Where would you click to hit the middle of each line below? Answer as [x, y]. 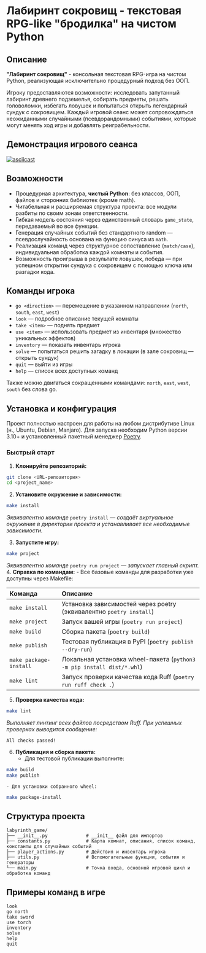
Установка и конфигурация [61, 409]
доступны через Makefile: [40, 578]
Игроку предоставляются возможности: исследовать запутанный [93, 92]
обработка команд [29, 873]
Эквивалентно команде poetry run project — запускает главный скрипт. [103, 566]
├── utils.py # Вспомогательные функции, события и [96, 857]
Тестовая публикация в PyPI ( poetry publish [128, 642]
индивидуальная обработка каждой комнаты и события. [90, 252]
